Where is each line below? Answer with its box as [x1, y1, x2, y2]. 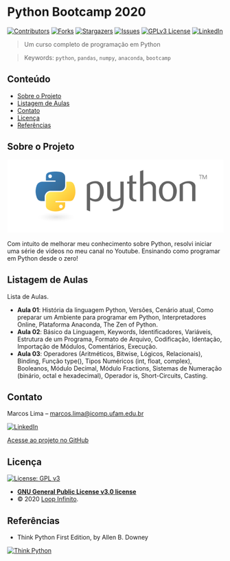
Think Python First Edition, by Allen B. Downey [16, 533, 149, 542]
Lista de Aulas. [7, 292, 49, 300]
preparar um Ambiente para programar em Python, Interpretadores [16, 313, 207, 321]
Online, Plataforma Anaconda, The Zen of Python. [16, 320, 158, 329]
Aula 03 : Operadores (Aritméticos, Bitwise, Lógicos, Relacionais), [16, 349, 203, 357]
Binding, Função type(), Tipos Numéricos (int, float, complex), [16, 357, 192, 365]
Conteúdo [7, 74, 51, 85]
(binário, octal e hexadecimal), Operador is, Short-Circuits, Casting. [16, 371, 208, 379]
